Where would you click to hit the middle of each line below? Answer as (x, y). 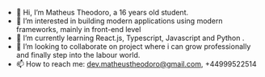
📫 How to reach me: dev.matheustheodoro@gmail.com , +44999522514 (136, 64)
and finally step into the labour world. (78, 55)
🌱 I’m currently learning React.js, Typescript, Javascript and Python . (130, 38)
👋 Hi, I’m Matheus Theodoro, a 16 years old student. (102, 12)
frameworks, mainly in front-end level (78, 29)
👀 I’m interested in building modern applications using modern (120, 21)
